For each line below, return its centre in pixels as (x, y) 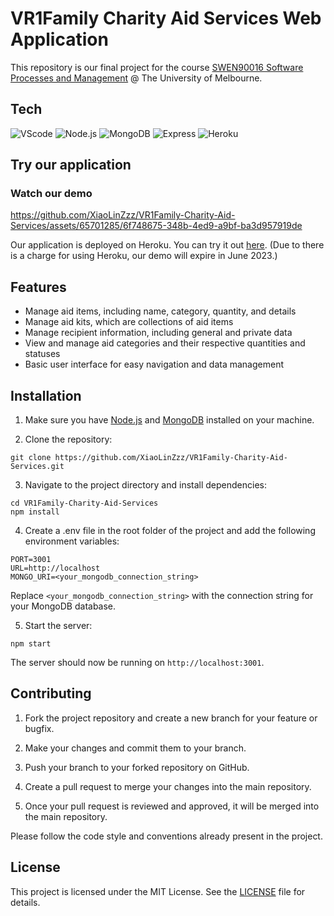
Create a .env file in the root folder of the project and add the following (170, 531)
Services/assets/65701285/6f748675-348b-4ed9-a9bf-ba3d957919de (156, 226)
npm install (35, 512)
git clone (31, 458)
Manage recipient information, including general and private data (158, 333)
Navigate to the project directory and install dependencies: (145, 485)
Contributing (51, 693)
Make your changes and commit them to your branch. (135, 748)
